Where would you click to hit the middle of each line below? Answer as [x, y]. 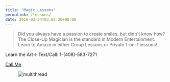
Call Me [13, 65]
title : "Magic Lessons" [31, 10]
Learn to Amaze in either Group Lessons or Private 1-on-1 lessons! [87, 45]
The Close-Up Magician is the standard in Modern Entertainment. [87, 39]
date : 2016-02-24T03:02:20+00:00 [41, 19]
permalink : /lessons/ [28, 15]
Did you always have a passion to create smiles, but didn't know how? [91, 34]
